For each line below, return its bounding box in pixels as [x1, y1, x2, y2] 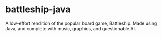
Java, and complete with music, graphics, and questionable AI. [5, 25, 136, 31]
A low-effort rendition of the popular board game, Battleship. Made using [5, 20, 157, 26]
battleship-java [5, 4, 71, 15]
